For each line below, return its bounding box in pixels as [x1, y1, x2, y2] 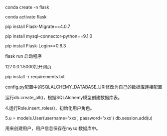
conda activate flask [5, 14, 47, 19]
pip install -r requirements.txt [5, 74, 65, 79]
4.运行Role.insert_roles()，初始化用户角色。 [5, 105, 95, 111]
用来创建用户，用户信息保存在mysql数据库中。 [5, 126, 101, 131]
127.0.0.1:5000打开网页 [5, 64, 52, 69]
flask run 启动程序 [5, 53, 42, 59]
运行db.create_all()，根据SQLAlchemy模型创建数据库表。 [5, 95, 123, 100]
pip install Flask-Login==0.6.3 [5, 43, 66, 49]
